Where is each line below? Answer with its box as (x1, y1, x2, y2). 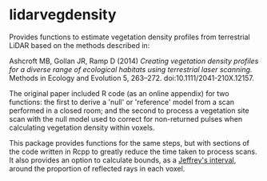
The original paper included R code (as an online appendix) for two (9, 88, 230, 98)
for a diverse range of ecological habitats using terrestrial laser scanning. (9, 64, 253, 74)
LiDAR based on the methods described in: (9, 40, 150, 50)
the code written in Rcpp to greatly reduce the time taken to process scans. (9, 147, 257, 156)
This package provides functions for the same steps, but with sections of (9, 138, 250, 147)
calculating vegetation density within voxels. (9, 123, 155, 132)
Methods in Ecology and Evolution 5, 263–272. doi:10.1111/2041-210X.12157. (9, 73, 254, 82)
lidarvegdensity (9, 6, 117, 24)
